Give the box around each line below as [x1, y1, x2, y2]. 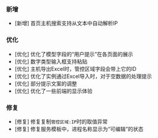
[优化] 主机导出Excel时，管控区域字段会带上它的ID [14, 65, 137, 72]
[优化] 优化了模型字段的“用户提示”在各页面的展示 [14, 50, 134, 57]
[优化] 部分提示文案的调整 [14, 80, 77, 87]
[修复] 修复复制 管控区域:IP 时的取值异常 [14, 118, 108, 125]
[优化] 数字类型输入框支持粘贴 [14, 58, 87, 65]
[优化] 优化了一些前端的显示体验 [14, 87, 93, 94]
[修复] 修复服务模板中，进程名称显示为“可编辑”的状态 [14, 125, 144, 132]
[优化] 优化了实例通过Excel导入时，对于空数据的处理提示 [14, 73, 152, 80]
